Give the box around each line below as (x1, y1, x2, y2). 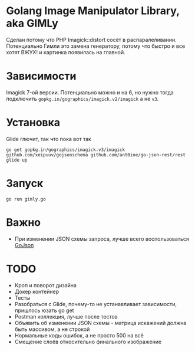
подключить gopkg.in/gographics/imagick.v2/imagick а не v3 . (6, 95, 159, 102)
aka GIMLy (6, 17, 59, 30)
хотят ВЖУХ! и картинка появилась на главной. (6, 48, 125, 55)
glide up (6, 157, 28, 163)
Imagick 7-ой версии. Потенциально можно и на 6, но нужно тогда (6, 88, 174, 96)
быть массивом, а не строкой (14, 326, 90, 333)
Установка (6, 116, 61, 129)
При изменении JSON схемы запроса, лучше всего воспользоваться (14, 235, 190, 242)
